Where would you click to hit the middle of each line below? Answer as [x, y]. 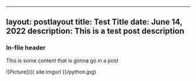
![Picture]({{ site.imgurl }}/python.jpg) [51, 72]
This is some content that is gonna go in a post [62, 60]
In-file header [26, 48]
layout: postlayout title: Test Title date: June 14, [94, 22]
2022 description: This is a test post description [95, 31]
